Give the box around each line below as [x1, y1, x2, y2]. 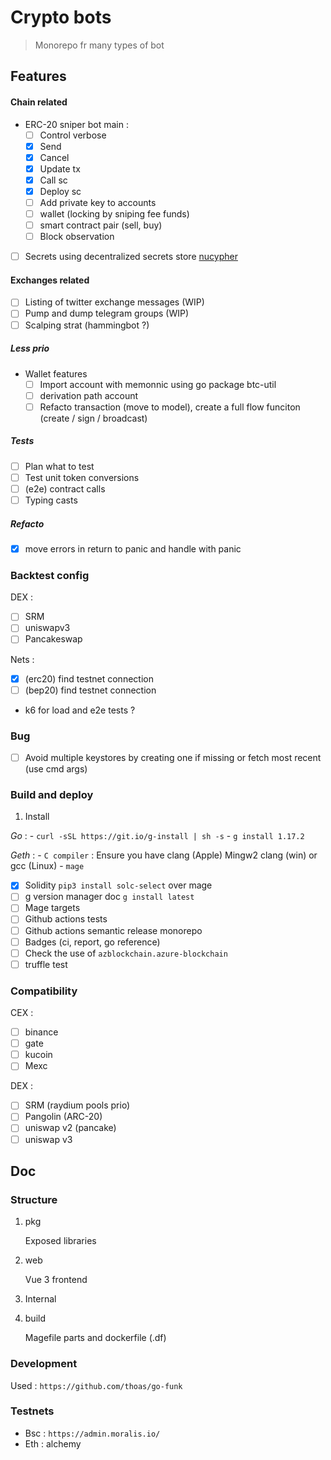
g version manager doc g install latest [24, 891, 195, 903]
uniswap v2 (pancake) [24, 1122, 117, 1134]
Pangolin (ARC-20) [24, 1111, 103, 1123]
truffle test [24, 958, 68, 970]
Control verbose [39, 129, 107, 141]
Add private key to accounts [39, 196, 157, 208]
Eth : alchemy [24, 1437, 82, 1450]
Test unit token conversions [24, 471, 140, 483]
